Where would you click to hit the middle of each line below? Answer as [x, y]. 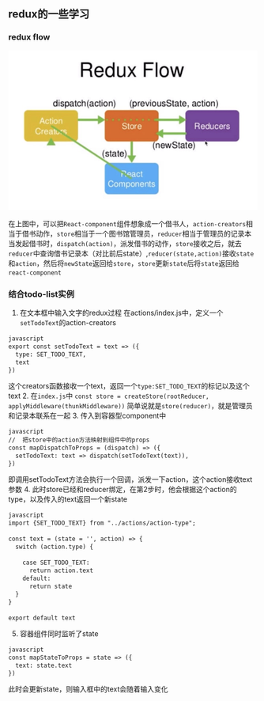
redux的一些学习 [49, 14]
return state [51, 587]
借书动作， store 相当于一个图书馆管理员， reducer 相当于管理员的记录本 [136, 234]
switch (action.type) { [54, 547]
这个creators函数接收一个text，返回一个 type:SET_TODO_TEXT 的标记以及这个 [129, 386]
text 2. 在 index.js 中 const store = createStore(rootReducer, [109, 396]
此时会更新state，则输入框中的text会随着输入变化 [88, 689]
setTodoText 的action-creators [68, 323]
